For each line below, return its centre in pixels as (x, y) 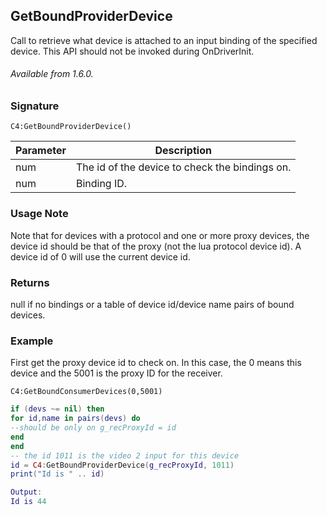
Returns (30, 282)
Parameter (41, 151)
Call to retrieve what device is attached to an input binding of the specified (164, 40)
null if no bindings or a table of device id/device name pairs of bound (152, 304)
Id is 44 (28, 502)
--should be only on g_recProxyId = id (93, 428)
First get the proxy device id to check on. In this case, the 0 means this (156, 363)
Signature (35, 106)
